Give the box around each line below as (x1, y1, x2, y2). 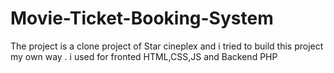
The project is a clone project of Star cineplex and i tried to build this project (10, 40, 324, 52)
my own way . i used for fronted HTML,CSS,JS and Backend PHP (10, 50, 278, 62)
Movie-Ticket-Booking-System (10, 7, 274, 30)
